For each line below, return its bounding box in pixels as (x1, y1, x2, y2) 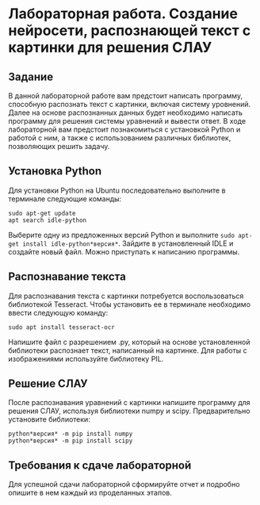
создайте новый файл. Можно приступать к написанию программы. (8, 247, 240, 256)
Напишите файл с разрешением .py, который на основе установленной (8, 337, 251, 346)
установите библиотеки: (8, 415, 91, 424)
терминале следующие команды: (8, 193, 122, 203)
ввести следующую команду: (8, 308, 109, 317)
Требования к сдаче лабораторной (8, 458, 192, 472)
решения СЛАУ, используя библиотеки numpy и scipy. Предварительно (8, 406, 250, 416)
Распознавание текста (8, 270, 127, 284)
